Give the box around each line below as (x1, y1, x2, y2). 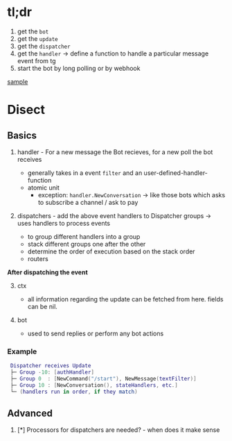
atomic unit (27, 183, 60, 192)
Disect (7, 102, 45, 118)
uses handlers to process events (17, 219, 111, 227)
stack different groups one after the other (27, 240, 146, 248)
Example (7, 347, 37, 356)
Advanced (7, 408, 53, 419)
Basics (7, 129, 37, 141)
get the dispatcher (17, 42, 71, 50)
